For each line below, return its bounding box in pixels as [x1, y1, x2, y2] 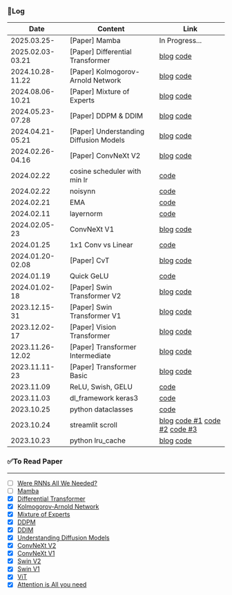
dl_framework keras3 [69, 393, 139, 403]
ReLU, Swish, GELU [69, 382, 133, 392]
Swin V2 [17, 557, 41, 565]
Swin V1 [17, 565, 40, 574]
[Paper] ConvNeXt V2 [69, 151, 141, 161]
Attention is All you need [17, 580, 87, 589]
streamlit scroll [69, 420, 117, 430]
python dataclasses [69, 405, 133, 414]
